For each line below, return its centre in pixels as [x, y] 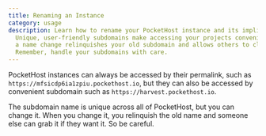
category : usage [35, 23]
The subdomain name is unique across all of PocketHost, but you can [122, 107]
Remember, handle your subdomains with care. [92, 52]
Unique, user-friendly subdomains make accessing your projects [123, 38]
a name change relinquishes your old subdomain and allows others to [132, 45]
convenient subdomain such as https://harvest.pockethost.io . [112, 91]
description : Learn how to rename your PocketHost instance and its [123, 30]
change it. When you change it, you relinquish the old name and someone [128, 115]
